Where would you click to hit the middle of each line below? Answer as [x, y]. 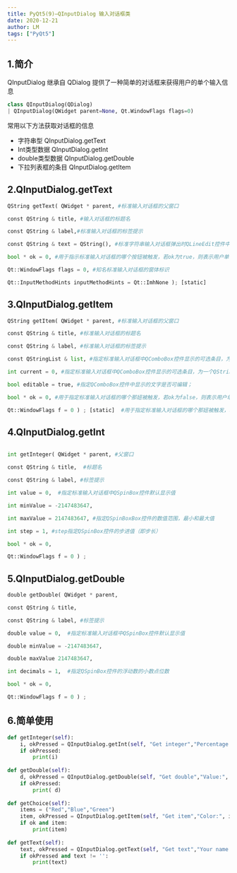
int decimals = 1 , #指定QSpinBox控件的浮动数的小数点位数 [88, 672]
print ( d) [47, 790]
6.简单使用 [31, 721]
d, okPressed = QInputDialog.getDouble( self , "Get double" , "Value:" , [124, 777]
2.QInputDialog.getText [60, 190]
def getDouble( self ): [39, 771]
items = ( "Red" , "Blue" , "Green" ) [67, 810]
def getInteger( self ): [41, 737]
